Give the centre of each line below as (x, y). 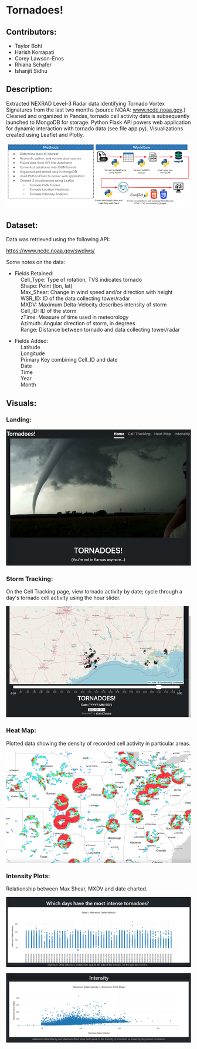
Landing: (19, 420)
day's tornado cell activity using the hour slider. (63, 598)
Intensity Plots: (28, 876)
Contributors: (31, 32)
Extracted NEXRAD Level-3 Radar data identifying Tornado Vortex (86, 103)
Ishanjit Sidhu (31, 71)
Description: (29, 90)
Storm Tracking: (30, 579)
